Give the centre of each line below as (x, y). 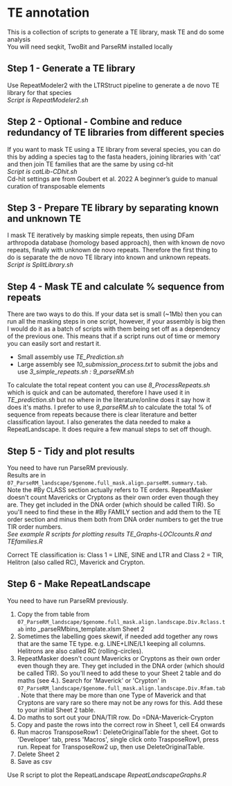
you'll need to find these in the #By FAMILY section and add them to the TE (114, 512)
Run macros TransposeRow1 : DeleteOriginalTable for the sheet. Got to (118, 732)
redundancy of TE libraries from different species (116, 133)
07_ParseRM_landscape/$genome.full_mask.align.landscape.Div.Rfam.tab (121, 688)
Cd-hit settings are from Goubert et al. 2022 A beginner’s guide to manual (113, 179)
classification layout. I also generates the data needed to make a (99, 422)
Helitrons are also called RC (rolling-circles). (80, 651)
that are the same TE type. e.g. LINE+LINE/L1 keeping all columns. (111, 643)
